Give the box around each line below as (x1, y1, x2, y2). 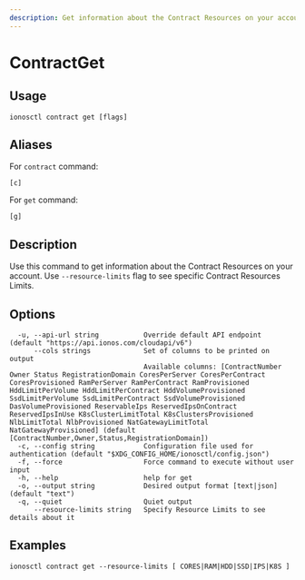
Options (9, 306, 56, 322)
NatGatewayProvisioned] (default (9, 426, 136, 436)
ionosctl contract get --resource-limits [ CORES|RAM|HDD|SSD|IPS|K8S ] (9, 562, 290, 571)
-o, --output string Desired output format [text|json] (17, 482, 279, 491)
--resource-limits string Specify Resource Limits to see (33, 506, 266, 515)
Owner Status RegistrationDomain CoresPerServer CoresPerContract (9, 370, 266, 379)
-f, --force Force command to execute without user (17, 457, 295, 467)
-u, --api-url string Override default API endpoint (17, 330, 261, 340)
